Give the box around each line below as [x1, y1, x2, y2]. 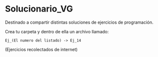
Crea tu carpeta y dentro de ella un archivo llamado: [5, 28, 109, 34]
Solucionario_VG [5, 3, 73, 14]
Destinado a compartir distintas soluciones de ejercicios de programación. [5, 19, 154, 25]
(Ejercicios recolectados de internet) [5, 46, 78, 52]
